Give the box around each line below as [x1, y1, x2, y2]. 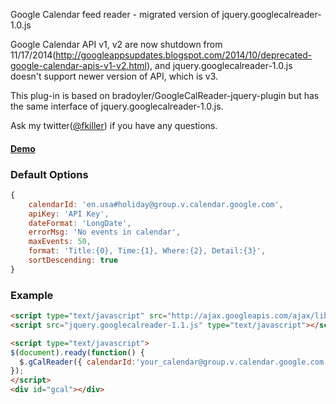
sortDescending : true [28, 255, 118, 266]
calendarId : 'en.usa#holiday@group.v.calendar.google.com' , [28, 199, 284, 209]
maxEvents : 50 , [28, 237, 92, 247]
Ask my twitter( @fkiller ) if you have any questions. [10, 120, 218, 131]
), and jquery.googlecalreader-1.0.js [146, 60, 293, 71]
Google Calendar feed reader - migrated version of [10, 9, 220, 20]
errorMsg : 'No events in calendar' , [28, 227, 182, 238]
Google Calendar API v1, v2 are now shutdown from [10, 39, 223, 50]
